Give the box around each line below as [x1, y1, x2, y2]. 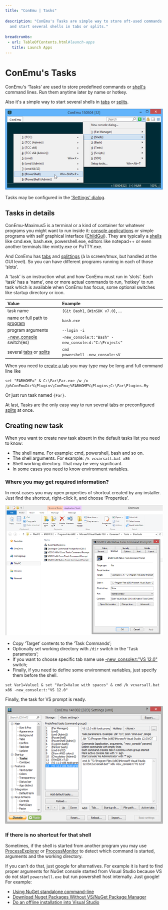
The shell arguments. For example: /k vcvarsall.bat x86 [12, 455, 130, 461]
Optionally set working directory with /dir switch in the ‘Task [12, 646, 138, 652]
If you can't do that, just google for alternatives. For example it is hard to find [5, 863, 163, 869]
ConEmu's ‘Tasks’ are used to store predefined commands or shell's [5, 84, 146, 90]
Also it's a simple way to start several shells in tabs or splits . [5, 99, 129, 105]
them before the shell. [12, 672, 58, 678]
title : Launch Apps [11, 45, 52, 50]
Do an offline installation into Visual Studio [12, 899, 99, 905]
